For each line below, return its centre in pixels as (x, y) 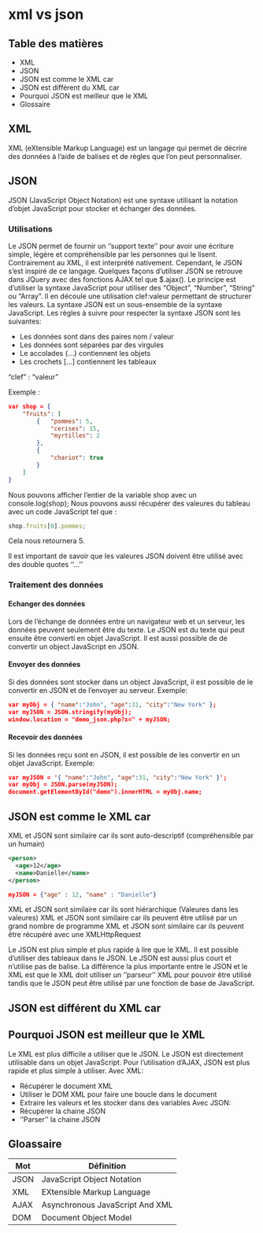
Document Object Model (87, 1218)
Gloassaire (35, 1144)
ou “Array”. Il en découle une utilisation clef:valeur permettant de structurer (130, 296)
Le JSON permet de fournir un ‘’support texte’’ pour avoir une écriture (121, 246)
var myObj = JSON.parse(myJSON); (63, 785)
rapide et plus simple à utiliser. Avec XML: (76, 1070)
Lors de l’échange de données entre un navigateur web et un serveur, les (127, 621)
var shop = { (30, 406)
